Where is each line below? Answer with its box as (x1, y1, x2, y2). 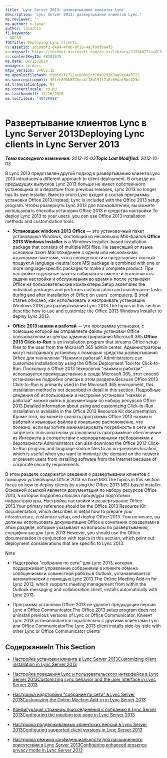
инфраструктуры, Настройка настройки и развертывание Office (5, 498, 142, 504)
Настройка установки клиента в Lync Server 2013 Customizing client (12, 656, 156, 662)
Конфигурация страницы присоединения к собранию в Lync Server (12, 706, 156, 712)
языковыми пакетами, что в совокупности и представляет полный (12, 255, 155, 261)
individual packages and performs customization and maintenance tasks (12, 287, 162, 293)
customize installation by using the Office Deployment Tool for (12, 360, 141, 366)
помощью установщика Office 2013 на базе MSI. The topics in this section (5, 477, 160, 483)
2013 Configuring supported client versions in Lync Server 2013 (12, 727, 142, 732)
